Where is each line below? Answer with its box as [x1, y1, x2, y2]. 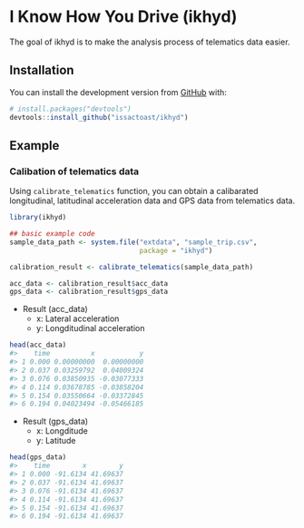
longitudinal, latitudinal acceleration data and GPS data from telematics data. [9, 195, 296, 206]
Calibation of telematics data [9, 165, 140, 178]
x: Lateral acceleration [35, 313, 120, 324]
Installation [9, 63, 74, 78]
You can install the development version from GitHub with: [9, 86, 227, 97]
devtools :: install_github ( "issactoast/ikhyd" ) [9, 112, 189, 122]
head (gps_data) [9, 453, 67, 462]
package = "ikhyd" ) [139, 246, 213, 255]
